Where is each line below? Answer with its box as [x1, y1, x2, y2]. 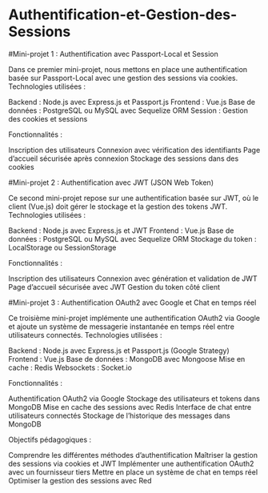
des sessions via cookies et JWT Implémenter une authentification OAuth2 [8, 459, 254, 468]
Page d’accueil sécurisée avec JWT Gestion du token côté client [8, 282, 220, 291]
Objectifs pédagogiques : [8, 435, 92, 444]
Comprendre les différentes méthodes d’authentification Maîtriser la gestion [8, 450, 258, 459]
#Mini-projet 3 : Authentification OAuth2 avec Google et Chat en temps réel [8, 298, 257, 307]
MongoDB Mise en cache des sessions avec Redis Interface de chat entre [8, 402, 252, 411]
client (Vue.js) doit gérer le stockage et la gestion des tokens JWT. [8, 202, 228, 211]
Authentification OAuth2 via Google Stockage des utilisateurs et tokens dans [8, 394, 260, 403]
